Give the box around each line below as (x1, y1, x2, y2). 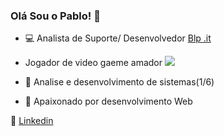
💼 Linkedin (10, 115, 54, 127)
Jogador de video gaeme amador (24, 57, 163, 69)
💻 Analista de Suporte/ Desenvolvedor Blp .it (24, 32, 212, 44)
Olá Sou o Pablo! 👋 (10, 9, 101, 23)
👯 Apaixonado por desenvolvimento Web (24, 95, 193, 108)
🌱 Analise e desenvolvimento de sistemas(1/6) (24, 76, 215, 88)
